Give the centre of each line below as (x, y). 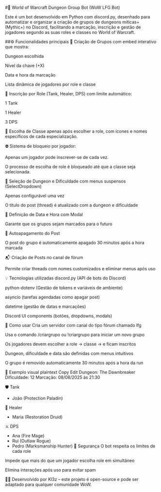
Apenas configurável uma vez (35, 196)
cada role (22, 451)
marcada (14, 248)
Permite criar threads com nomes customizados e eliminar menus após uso (80, 269)
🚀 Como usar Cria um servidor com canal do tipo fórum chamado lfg (73, 325)
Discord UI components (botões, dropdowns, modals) (59, 316)
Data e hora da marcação (30, 75)
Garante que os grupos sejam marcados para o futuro (59, 224)
